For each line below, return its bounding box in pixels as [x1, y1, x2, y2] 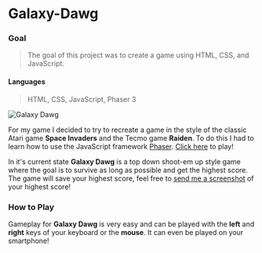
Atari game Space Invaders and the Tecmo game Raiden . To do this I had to [8, 133, 255, 142]
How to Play [8, 201, 55, 212]
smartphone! [8, 236, 49, 245]
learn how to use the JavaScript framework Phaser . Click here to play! [8, 141, 234, 151]
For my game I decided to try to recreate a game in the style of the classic [8, 125, 247, 134]
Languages [8, 77, 45, 86]
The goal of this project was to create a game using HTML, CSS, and [27, 50, 249, 60]
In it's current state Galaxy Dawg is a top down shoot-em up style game [8, 156, 241, 166]
